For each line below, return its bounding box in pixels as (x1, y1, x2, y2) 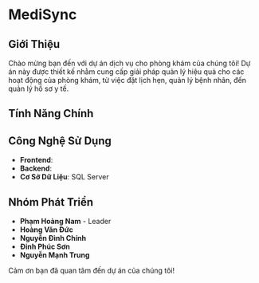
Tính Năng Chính (8, 107, 94, 120)
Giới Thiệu (8, 37, 61, 51)
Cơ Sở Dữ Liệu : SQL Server (19, 172, 109, 182)
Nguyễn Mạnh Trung (19, 250, 90, 260)
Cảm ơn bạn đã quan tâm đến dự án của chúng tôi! (8, 265, 175, 276)
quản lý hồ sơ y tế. (8, 84, 69, 93)
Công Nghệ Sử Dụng (8, 134, 112, 147)
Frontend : (19, 155, 53, 165)
